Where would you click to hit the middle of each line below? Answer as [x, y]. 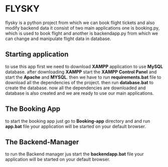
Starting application [37, 54]
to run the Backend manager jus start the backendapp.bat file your [75, 154]
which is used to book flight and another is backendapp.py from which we [82, 33]
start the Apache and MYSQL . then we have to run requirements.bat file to [83, 77]
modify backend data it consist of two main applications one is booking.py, [82, 28]
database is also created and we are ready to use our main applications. [79, 93]
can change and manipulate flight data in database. [58, 39]
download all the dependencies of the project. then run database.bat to [79, 82]
